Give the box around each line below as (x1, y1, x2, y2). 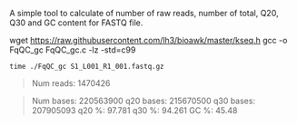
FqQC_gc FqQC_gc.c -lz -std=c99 (9, 44, 136, 55)
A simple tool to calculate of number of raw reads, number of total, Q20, (9, 8, 279, 18)
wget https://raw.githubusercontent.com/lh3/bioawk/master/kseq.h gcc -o (9, 35, 288, 45)
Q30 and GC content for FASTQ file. (9, 17, 144, 28)
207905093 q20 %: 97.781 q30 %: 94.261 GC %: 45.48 (31, 105, 238, 116)
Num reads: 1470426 (31, 78, 111, 89)
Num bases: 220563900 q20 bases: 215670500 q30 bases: (31, 95, 256, 106)
